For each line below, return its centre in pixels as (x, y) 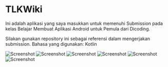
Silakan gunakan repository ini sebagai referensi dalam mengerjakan (78, 39)
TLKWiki (24, 9)
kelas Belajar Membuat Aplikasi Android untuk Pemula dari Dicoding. (78, 28)
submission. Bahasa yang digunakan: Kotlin (51, 44)
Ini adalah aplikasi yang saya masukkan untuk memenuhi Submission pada (84, 23)
